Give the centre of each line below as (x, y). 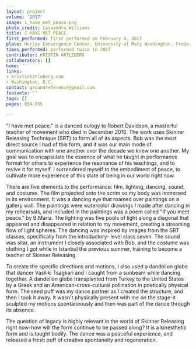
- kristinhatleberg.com (35, 77)
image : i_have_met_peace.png (41, 22)
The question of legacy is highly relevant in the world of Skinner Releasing (95, 321)
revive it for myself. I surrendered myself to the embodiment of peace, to (93, 169)
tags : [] (17, 98)
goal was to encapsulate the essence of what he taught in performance (92, 157)
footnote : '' (22, 93)
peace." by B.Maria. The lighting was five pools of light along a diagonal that (97, 217)
